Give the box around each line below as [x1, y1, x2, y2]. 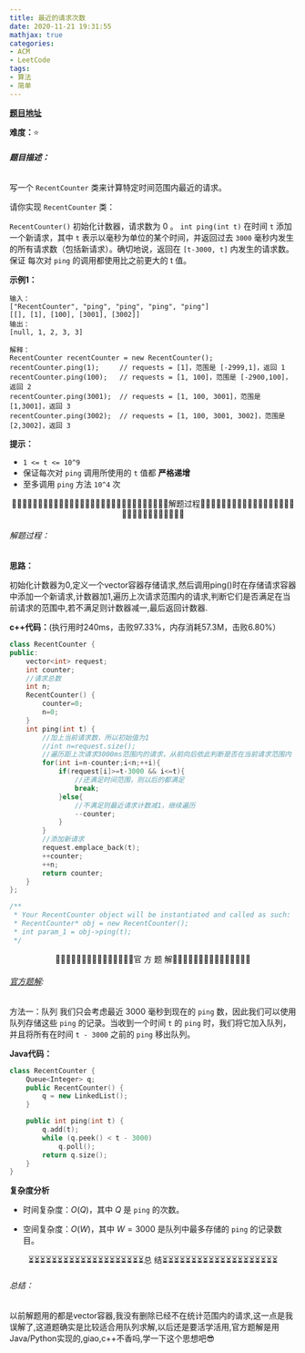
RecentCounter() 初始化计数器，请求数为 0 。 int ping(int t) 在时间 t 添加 [9, 220, 293, 231]
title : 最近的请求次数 [9, 13, 86, 23]
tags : [9, 65, 30, 74]
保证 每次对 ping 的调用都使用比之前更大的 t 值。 [9, 254, 191, 265]
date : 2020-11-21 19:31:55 [9, 22, 112, 31]
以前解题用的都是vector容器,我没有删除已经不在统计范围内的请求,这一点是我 [9, 1309, 293, 1321]
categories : [9, 38, 55, 48]
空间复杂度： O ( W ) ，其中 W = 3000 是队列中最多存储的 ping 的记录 [22, 1224, 275, 1235]
